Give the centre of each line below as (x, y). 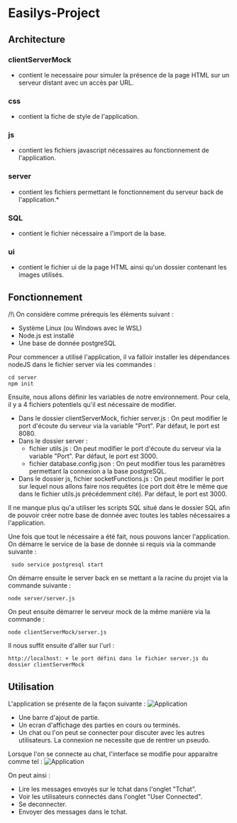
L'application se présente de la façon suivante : (77, 703)
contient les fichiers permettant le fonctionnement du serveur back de (121, 192)
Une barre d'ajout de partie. (59, 717)
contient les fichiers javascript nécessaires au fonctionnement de (114, 150)
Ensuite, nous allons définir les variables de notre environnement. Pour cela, (119, 397)
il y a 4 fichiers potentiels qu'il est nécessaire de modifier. (92, 405)
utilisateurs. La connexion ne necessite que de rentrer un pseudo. (114, 740)
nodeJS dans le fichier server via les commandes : (82, 365)
